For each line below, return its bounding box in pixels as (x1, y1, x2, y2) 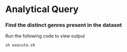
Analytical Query (5, 4, 79, 15)
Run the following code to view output (5, 33, 85, 39)
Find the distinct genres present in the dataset (5, 22, 122, 29)
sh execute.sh (5, 43, 36, 48)
